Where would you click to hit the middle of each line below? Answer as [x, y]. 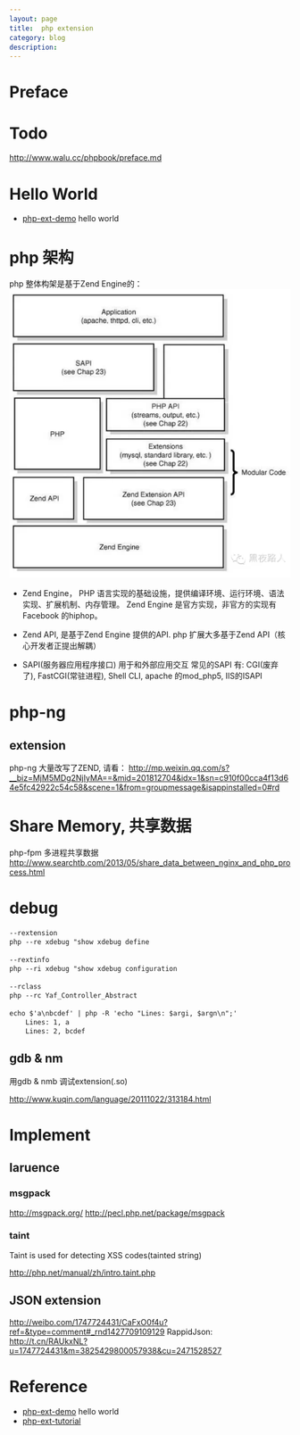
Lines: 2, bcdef [56, 1031]
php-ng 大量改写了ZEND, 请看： [68, 768]
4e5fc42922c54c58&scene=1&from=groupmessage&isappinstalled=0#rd [145, 787]
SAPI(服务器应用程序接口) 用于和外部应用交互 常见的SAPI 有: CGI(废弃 [150, 664]
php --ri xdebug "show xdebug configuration [93, 968]
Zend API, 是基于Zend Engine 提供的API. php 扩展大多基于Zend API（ [150, 635]
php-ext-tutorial [51, 1421]
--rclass [25, 986]
